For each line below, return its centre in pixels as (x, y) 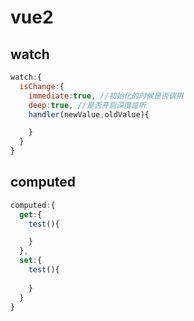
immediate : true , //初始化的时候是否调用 (106, 96)
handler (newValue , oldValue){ (89, 114)
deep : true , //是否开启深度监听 (87, 105)
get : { (31, 214)
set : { (31, 261)
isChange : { (42, 86)
